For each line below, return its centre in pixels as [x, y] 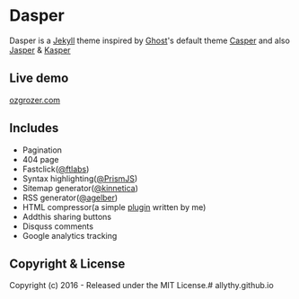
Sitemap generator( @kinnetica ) [80, 188]
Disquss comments [58, 226]
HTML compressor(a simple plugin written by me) [114, 207]
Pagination [42, 150]
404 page [40, 159]
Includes [34, 128]
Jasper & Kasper [40, 49]
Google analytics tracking [70, 235]
